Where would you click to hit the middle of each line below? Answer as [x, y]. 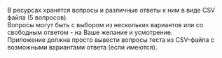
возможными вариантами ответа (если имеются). [82, 47]
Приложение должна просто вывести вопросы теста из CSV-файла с [111, 40]
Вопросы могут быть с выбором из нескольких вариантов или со [105, 25]
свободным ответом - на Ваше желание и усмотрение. [90, 32]
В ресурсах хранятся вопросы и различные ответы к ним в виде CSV [111, 10]
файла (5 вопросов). [38, 17]
